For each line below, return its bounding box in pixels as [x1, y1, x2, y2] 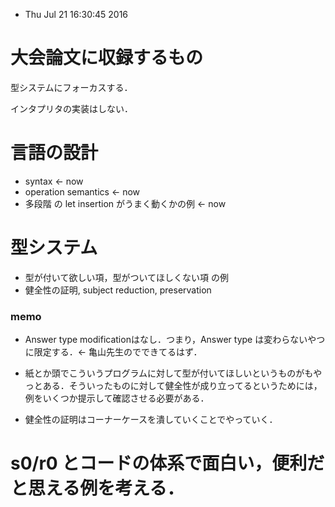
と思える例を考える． [10, 477, 185, 500]
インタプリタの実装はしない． [10, 102, 133, 114]
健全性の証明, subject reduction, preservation [24, 284, 212, 296]
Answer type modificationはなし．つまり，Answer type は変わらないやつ [24, 334, 326, 346]
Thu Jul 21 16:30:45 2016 [24, 9, 129, 20]
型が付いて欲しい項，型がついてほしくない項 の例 [24, 271, 229, 283]
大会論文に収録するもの [10, 47, 204, 69]
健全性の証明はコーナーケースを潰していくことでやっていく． [24, 414, 278, 426]
